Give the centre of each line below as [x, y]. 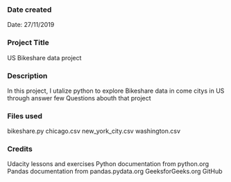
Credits [20, 149]
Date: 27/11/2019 [31, 25]
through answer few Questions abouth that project [79, 98]
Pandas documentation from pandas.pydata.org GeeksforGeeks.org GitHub [115, 172]
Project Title [28, 43]
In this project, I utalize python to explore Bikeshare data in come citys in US [116, 91]
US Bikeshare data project [44, 57]
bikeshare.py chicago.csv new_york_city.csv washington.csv [94, 131]
